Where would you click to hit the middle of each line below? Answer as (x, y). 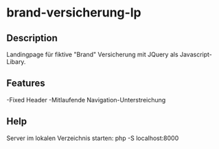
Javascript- (196, 54)
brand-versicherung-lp (74, 13)
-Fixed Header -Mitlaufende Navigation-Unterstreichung (86, 100)
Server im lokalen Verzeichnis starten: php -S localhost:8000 (93, 138)
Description (32, 38)
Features (26, 83)
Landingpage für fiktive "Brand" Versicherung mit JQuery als (93, 54)
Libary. (16, 62)
